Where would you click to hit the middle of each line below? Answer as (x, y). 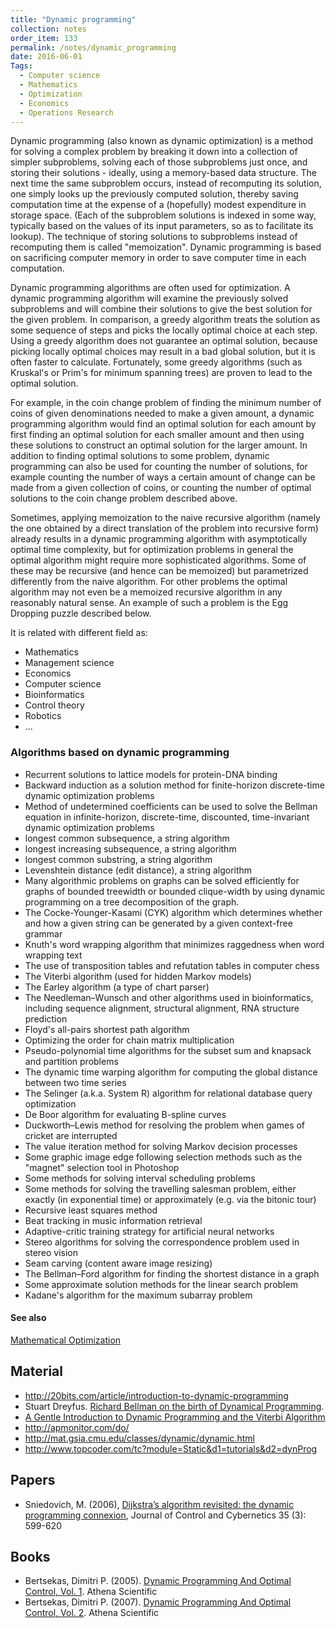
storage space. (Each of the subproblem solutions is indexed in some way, (163, 215)
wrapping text (53, 955)
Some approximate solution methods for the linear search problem (161, 1284)
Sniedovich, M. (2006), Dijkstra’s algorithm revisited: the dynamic (159, 1504)
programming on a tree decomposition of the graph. (132, 902)
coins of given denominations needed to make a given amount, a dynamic (162, 413)
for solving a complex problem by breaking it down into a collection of (154, 152)
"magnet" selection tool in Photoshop (102, 1167)
